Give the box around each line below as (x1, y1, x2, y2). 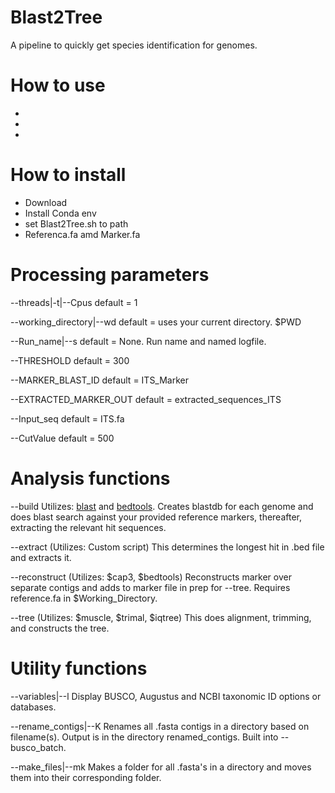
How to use (10, 74, 106, 97)
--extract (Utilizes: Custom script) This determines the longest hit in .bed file (10, 541, 325, 553)
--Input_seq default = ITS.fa (10, 412, 125, 425)
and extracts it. (10, 551, 72, 563)
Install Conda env (24, 207, 97, 219)
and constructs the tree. (10, 622, 110, 634)
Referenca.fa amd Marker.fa (24, 228, 141, 240)
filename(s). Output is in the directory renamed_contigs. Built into (10, 731, 279, 743)
